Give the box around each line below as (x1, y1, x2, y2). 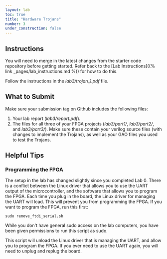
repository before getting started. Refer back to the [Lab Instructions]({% (5, 63, 156, 69)
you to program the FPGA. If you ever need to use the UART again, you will (5, 243, 159, 249)
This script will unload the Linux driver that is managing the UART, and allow (5, 237, 162, 243)
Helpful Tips (5, 151, 44, 160)
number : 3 (5, 21, 26, 26)
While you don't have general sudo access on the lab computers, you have (5, 222, 159, 228)
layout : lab (5, 7, 30, 12)
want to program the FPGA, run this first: (5, 204, 88, 210)
